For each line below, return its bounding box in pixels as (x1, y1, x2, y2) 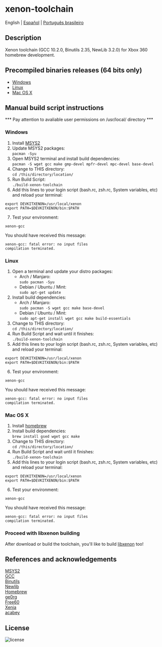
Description (5, 34, 41, 42)
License (5, 624, 30, 632)
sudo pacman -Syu (19, 280, 55, 285)
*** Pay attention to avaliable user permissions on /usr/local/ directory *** (5, 116, 153, 123)
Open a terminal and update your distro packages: (12, 268, 113, 274)
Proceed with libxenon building (5, 530, 80, 536)
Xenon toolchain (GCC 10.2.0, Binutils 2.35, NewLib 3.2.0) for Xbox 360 (5, 46, 148, 52)
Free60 (5, 599, 19, 605)
